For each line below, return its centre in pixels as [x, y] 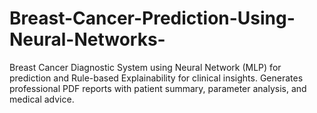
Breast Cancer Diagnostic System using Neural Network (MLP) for [145, 67]
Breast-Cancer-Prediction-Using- [152, 18]
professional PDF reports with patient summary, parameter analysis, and [158, 88]
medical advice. [42, 99]
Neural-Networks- [87, 39]
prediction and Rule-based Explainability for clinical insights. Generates [156, 78]
